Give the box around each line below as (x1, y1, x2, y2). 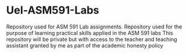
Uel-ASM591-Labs (6, 4, 100, 17)
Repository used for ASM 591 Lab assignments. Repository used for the (6, 23, 183, 30)
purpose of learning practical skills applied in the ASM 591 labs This (6, 29, 174, 36)
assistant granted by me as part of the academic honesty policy (6, 42, 163, 49)
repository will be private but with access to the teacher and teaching (6, 35, 178, 43)
